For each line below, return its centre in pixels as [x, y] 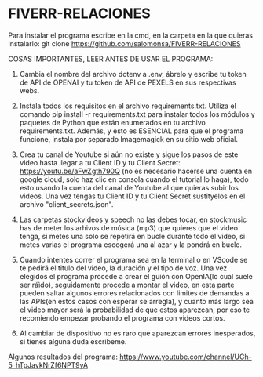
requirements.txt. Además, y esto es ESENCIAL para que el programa [131, 131]
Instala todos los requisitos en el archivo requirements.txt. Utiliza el [128, 106]
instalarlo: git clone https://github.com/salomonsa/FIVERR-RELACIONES [124, 43]
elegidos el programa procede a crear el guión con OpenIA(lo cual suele [136, 276]
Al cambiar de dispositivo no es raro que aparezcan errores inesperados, [137, 333]
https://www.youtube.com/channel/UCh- [186, 357]
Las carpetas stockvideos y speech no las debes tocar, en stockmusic [133, 219]
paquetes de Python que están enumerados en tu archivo [112, 122]
